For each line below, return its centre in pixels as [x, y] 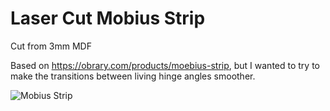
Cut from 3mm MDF [51, 46]
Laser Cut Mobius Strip [108, 18]
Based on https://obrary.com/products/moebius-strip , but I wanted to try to [165, 65]
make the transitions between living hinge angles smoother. [133, 76]
